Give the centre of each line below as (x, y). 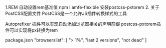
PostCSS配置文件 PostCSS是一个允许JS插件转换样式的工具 (66, 13)
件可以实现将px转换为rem (32, 30)
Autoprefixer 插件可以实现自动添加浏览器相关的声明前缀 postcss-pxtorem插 (83, 24)
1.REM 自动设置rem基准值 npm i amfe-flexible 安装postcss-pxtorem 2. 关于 (82, 7)
